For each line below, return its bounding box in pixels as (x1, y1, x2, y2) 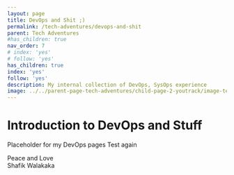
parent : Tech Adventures (7, 29, 79, 37)
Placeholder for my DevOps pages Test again (7, 140, 137, 149)
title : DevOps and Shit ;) (7, 17, 86, 24)
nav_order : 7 (7, 42, 45, 49)
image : (7, 87, 26, 94)
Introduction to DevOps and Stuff (7, 117, 203, 133)
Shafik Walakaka (7, 161, 55, 170)
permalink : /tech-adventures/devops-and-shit (7, 23, 141, 30)
